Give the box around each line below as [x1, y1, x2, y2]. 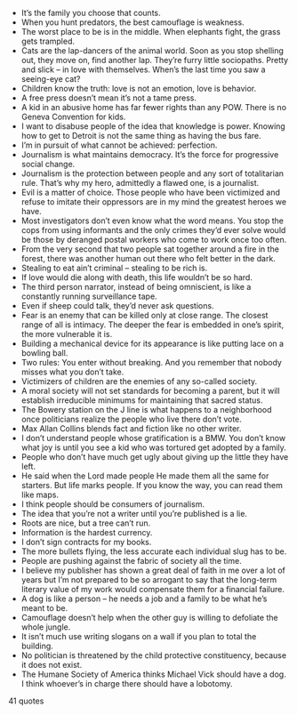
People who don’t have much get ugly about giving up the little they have [20, 452, 289, 462]
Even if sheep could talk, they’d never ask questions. [20, 301, 214, 310]
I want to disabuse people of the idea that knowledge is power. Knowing [20, 121, 285, 132]
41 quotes [8, 695, 44, 706]
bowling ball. [20, 348, 68, 358]
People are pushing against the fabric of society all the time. [20, 556, 242, 566]
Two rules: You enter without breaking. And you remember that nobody [20, 357, 282, 367]
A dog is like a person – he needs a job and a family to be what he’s [20, 593, 268, 604]
